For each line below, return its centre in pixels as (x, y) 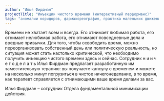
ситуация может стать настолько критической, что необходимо (72, 53)
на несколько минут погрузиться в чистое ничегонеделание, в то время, (81, 74)
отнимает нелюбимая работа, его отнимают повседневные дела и (75, 38)
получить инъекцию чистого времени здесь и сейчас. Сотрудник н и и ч (81, 59)
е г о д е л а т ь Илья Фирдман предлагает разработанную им (70, 63)
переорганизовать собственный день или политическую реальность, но (81, 48)
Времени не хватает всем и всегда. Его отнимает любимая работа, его (80, 33)
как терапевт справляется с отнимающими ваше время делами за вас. (80, 79)
